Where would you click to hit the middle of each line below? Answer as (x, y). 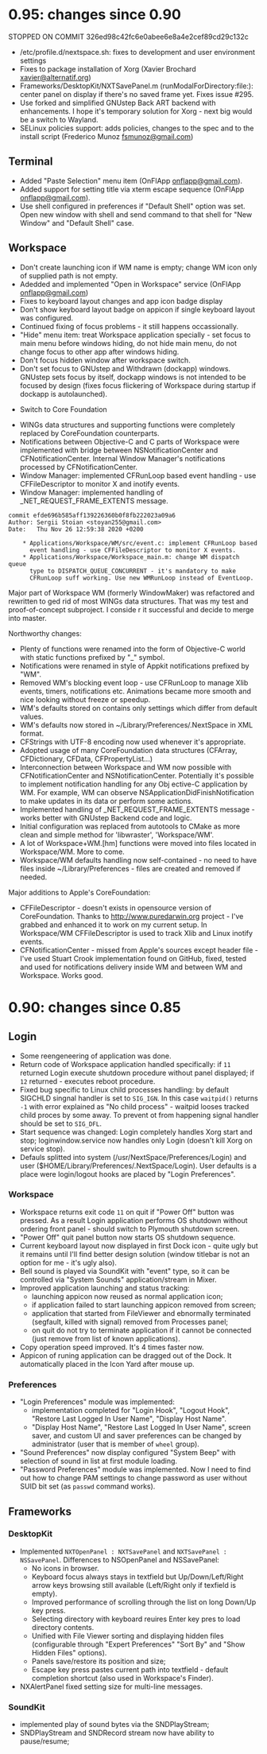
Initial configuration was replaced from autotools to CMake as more (130, 826)
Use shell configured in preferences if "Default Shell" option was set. (132, 206)
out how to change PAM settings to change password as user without (133, 1478)
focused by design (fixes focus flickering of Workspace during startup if (138, 385)
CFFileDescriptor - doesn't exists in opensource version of (116, 907)
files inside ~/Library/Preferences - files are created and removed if (130, 868)
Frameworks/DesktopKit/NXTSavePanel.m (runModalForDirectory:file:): (136, 86)
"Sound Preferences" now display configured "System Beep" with (128, 1453)
